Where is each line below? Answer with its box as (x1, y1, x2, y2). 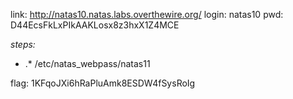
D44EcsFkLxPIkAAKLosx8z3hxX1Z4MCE (10, 19, 180, 31)
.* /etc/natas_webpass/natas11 (24, 58, 151, 69)
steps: (10, 39, 36, 50)
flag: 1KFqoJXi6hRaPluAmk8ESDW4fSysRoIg (10, 77, 196, 89)
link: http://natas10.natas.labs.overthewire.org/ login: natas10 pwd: (10, 9, 284, 20)
